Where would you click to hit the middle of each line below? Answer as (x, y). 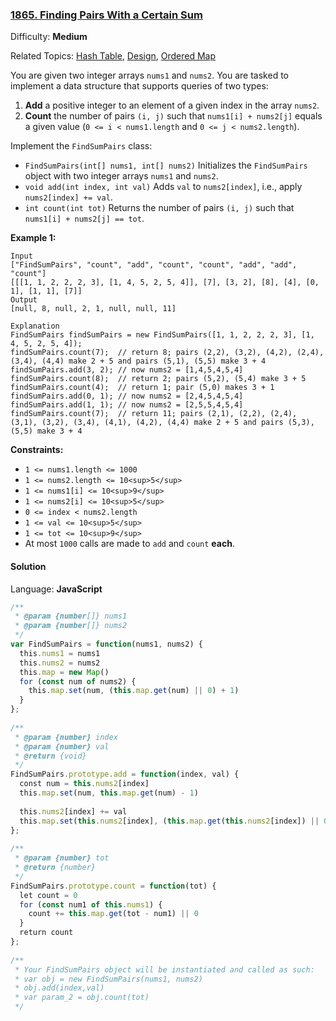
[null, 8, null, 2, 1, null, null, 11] (93, 309)
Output (24, 300)
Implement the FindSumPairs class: (81, 146)
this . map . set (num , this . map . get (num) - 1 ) (109, 793)
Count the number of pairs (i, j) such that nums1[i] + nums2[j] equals (173, 116)
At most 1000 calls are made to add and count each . (129, 544)
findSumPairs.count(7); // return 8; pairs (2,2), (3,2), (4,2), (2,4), (167, 353)
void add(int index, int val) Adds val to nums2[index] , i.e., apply (163, 187)
